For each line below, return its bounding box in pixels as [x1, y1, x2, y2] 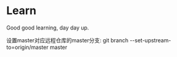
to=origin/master [6, 44, 49, 51]
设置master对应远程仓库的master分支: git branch [6, 36, 129, 44]
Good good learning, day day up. [6, 24, 90, 31]
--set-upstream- [129, 36, 172, 44]
